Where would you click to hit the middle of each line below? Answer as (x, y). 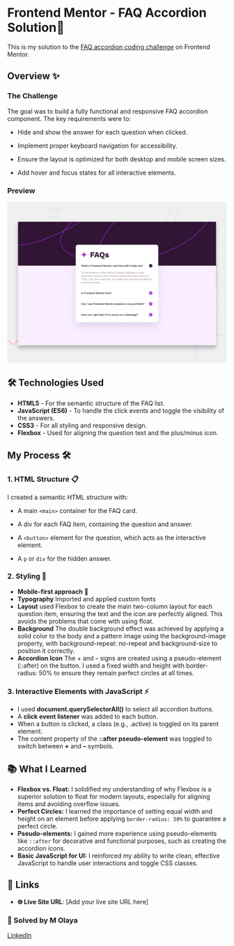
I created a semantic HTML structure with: (68, 497)
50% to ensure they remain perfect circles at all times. (116, 672)
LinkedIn (19, 936)
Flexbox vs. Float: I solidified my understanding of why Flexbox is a (114, 789)
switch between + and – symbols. (65, 746)
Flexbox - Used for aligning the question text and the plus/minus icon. (118, 432)
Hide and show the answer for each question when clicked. (102, 132)
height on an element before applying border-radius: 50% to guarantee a (122, 819)
